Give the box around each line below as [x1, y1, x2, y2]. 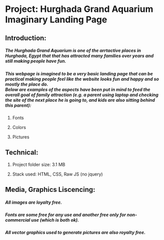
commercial [5, 217, 31, 223]
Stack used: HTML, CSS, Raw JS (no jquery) [12, 171, 103, 177]
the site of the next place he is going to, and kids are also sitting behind [5, 97, 155, 103]
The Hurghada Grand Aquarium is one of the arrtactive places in [5, 48, 141, 54]
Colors [12, 124, 26, 130]
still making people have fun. [5, 58, 66, 64]
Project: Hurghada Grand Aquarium [5, 3, 154, 15]
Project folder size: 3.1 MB [12, 161, 65, 167]
